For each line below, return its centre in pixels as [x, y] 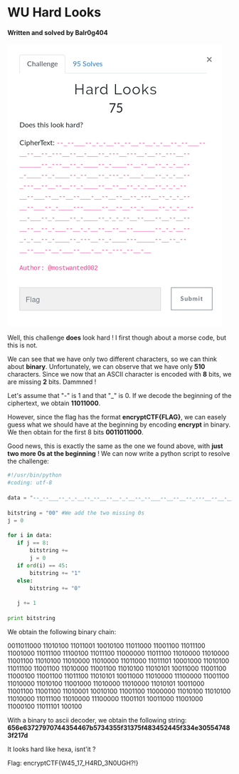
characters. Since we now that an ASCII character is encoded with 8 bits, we [119, 375]
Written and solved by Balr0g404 [58, 32]
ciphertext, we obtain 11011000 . [54, 403]
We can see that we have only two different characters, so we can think [112, 359]
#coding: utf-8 [30, 483]
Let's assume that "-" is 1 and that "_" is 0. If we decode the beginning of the [119, 396]
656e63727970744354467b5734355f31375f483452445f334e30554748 [119, 728]
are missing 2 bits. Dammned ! [52, 382]
